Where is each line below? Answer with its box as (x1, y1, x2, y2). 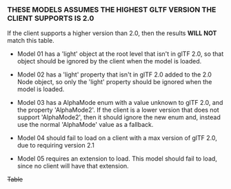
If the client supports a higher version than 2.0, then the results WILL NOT (7, 29, 217, 37)
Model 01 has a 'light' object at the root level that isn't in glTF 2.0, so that (17, 50, 224, 58)
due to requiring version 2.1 (17, 141, 95, 150)
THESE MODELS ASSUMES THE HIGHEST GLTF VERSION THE (7, 5, 217, 14)
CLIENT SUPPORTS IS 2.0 (7, 13, 94, 23)
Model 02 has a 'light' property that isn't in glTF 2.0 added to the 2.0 (17, 70, 212, 79)
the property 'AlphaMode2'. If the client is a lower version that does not (17, 106, 219, 115)
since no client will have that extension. (17, 162, 129, 170)
